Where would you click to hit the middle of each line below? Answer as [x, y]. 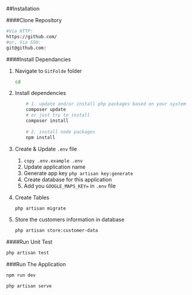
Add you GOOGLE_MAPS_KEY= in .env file [70, 186]
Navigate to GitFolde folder [48, 70]
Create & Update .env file [46, 149]
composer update [46, 110]
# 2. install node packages [61, 132]
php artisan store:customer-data [56, 231]
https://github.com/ [32, 36]
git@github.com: [26, 48]
